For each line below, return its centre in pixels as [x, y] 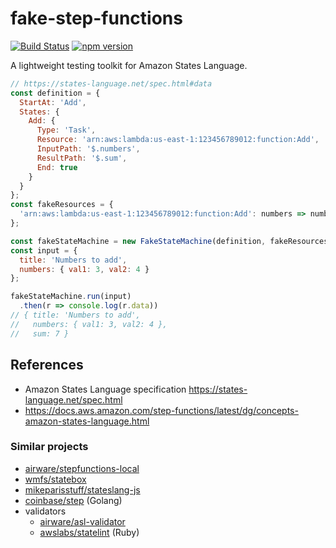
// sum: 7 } [40, 333]
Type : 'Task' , [66, 130]
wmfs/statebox [55, 479]
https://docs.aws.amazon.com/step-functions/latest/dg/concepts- [161, 410]
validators [45, 511]
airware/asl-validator [82, 521]
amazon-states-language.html [87, 421]
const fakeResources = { [62, 205]
